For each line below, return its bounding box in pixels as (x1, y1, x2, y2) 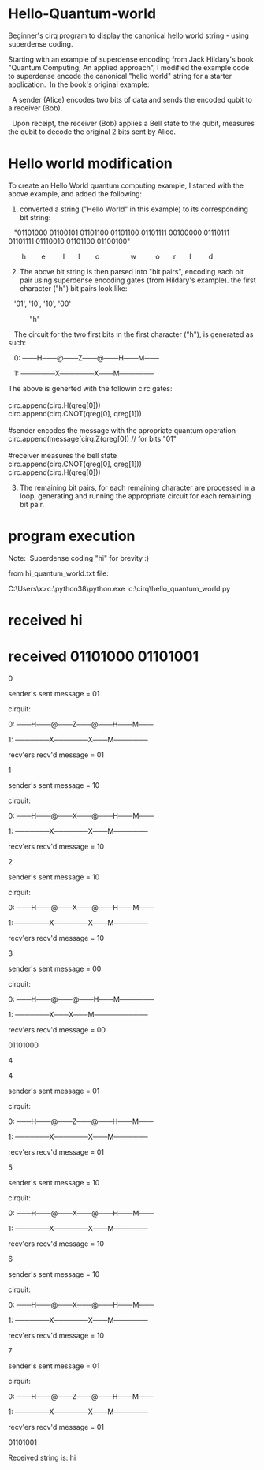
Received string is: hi (8, 1453, 76, 1462)
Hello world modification (8, 155, 173, 173)
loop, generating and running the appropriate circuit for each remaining (19, 491, 251, 501)
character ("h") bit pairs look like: (19, 283, 128, 293)
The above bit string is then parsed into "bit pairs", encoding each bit (19, 267, 244, 276)
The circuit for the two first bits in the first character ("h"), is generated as (13, 329, 254, 339)
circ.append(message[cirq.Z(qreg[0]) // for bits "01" (8, 434, 177, 443)
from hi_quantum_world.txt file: (8, 569, 109, 578)
